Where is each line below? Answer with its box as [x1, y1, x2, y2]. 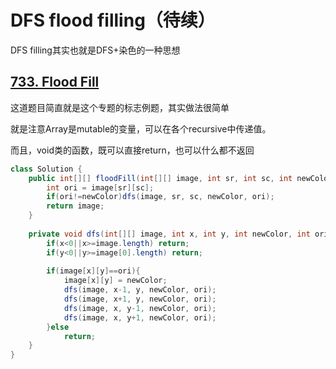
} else [46, 322, 70, 332]
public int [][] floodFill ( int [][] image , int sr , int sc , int [28, 173, 293, 183]
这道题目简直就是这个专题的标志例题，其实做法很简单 [10, 101, 230, 113]
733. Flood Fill [10, 74, 100, 91]
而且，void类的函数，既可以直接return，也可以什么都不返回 [10, 144, 255, 156]
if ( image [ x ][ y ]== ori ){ [46, 266, 141, 276]
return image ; [46, 201, 105, 211]
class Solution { [10, 164, 83, 174]
